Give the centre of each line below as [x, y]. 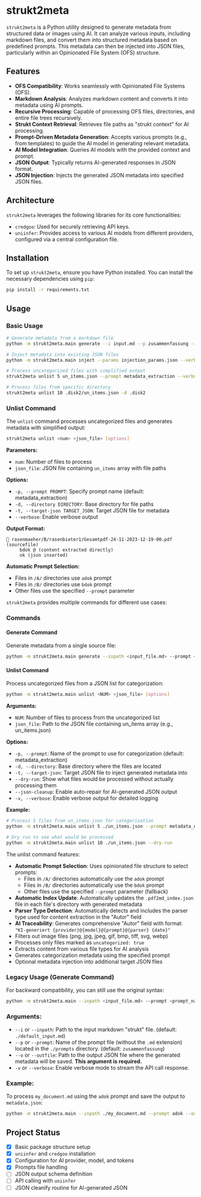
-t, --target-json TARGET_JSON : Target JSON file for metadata [92, 511]
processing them [36, 785]
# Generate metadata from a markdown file [60, 338]
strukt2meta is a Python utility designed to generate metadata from [89, 27]
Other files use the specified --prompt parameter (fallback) [96, 891]
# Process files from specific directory [59, 388]
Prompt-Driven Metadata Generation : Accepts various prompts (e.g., [101, 137]
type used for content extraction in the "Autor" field [78, 917]
